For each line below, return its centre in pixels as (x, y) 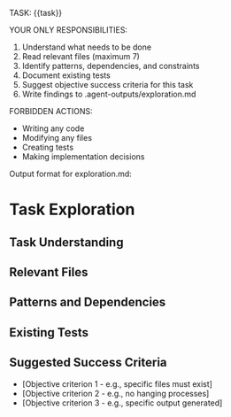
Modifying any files (57, 138)
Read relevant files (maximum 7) (81, 56)
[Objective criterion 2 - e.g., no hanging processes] (115, 393)
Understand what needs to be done (87, 47)
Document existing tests (66, 75)
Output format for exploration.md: (71, 174)
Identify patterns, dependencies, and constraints (111, 66)
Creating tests (47, 147)
